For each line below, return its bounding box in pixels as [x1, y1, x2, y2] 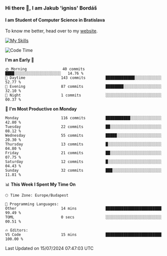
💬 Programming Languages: [5, 202, 59, 207]
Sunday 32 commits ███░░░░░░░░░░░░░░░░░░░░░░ [5, 168, 162, 173]
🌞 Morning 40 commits [5, 67, 85, 72]
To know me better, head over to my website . [5, 28, 98, 34]
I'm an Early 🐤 [5, 57, 34, 63]
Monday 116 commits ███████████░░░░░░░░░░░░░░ [5, 116, 162, 121]
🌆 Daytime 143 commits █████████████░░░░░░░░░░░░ [5, 75, 162, 80]
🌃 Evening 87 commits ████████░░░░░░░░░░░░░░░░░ [5, 84, 162, 89]
